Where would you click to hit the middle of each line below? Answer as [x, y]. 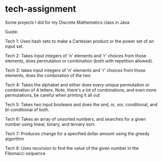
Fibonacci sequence [25, 153]
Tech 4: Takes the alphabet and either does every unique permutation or [77, 85]
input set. [15, 46]
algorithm [15, 139]
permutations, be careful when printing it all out [53, 95]
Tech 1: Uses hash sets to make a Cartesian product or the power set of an [80, 41]
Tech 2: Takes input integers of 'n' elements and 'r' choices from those [76, 56]
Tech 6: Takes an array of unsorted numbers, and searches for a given [75, 119]
